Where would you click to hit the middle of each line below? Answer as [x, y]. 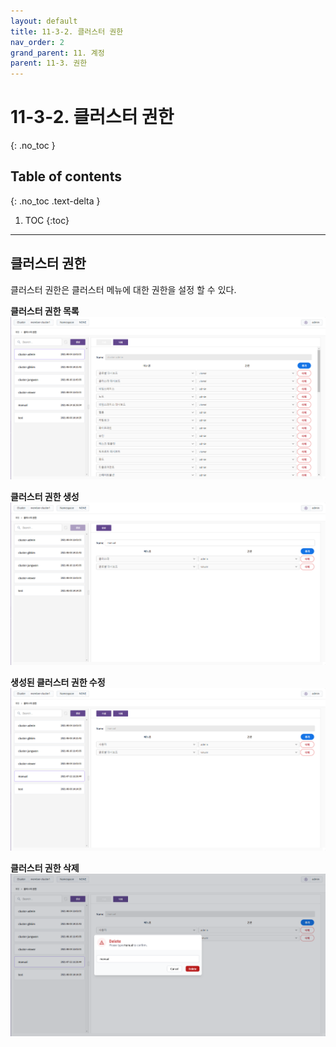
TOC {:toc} [47, 220]
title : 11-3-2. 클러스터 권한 [67, 31]
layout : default [44, 21]
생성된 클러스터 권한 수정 [58, 682]
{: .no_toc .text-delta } [55, 201]
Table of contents [66, 176]
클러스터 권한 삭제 [45, 868]
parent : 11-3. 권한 [49, 63]
